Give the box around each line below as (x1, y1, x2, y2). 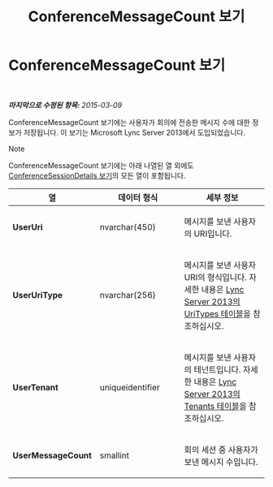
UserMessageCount (12, 450, 92, 461)
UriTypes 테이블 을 (184, 308, 251, 319)
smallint (99, 450, 130, 461)
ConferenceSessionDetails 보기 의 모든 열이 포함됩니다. (8, 170, 186, 180)
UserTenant (12, 381, 58, 393)
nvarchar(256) (99, 289, 156, 300)
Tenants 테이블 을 (184, 400, 247, 412)
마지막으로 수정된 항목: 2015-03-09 (8, 100, 123, 110)
